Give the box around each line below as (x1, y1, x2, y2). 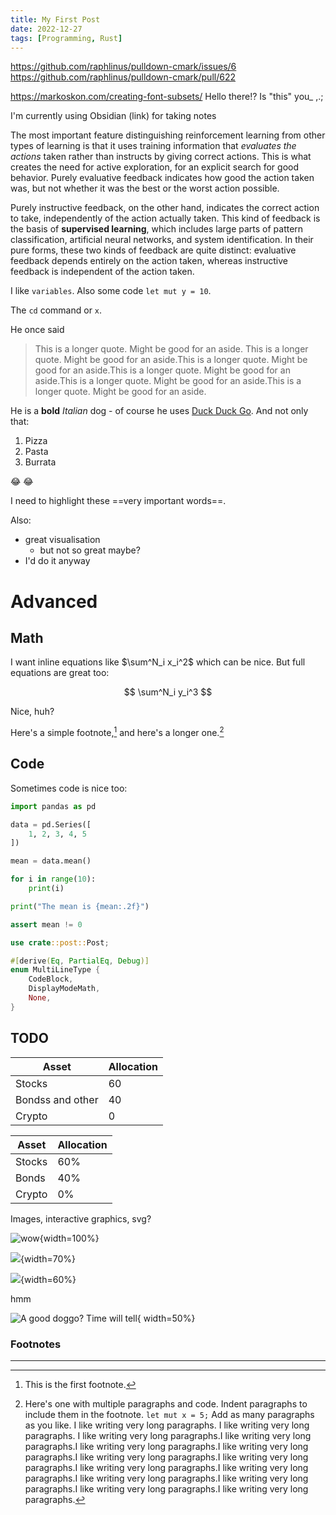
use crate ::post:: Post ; (10, 937, 110, 948)
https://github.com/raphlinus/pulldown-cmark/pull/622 (10, 71, 236, 83)
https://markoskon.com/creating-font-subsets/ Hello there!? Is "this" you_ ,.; (10, 91, 324, 103)
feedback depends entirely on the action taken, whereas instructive (10, 255, 288, 267)
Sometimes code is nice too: (10, 782, 128, 794)
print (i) (28, 884, 65, 894)
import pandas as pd (10, 801, 97, 811)
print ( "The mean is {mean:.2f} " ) (10, 901, 150, 911)
